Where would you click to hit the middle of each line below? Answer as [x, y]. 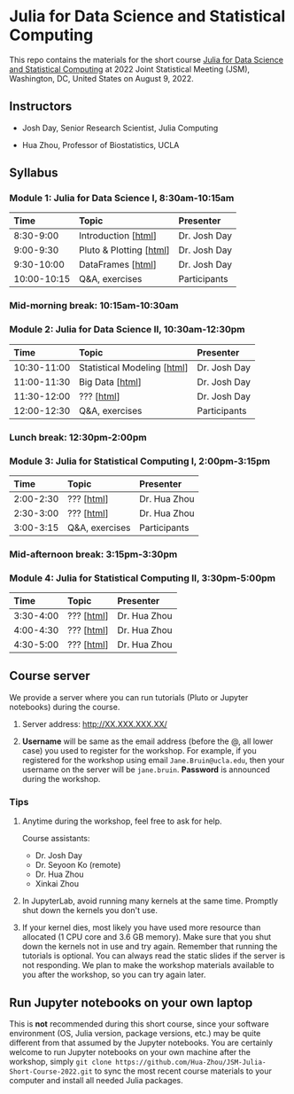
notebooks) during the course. [65, 707]
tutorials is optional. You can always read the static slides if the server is [154, 956]
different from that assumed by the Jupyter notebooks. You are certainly [141, 1043]
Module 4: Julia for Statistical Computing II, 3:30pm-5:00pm [143, 578]
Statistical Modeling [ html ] [133, 367]
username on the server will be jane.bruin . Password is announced [146, 770]
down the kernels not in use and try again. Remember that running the [150, 947]
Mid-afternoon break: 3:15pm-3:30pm [93, 554]
